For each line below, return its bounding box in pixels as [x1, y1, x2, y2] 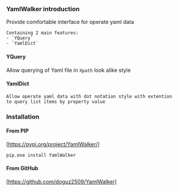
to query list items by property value [6, 98, 106, 105]
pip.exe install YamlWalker [6, 152, 76, 158]
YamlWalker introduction [6, 5, 80, 13]
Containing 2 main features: [6, 30, 79, 36]
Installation [6, 113, 40, 121]
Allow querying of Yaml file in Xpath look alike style [6, 66, 131, 74]
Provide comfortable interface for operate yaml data [6, 19, 134, 26]
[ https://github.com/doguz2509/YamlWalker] [6, 178, 117, 186]
